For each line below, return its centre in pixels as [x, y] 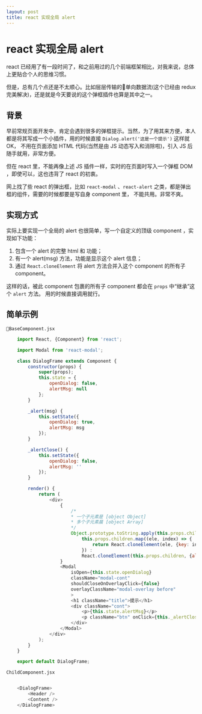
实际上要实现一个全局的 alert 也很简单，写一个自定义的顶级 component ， [97, 231]
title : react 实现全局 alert [41, 17]
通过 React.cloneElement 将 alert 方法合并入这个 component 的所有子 [100, 266]
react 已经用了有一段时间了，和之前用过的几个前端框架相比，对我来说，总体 [100, 67]
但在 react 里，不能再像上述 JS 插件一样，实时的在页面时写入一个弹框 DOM [99, 167]
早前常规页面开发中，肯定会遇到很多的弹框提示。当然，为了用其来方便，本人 [101, 131]
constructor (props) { [55, 367]
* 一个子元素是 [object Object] [109, 517]
